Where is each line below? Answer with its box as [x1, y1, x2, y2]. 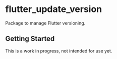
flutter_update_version [5, 3, 102, 15]
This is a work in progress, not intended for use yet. [5, 47, 112, 53]
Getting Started [5, 34, 55, 43]
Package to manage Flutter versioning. [5, 20, 86, 26]
